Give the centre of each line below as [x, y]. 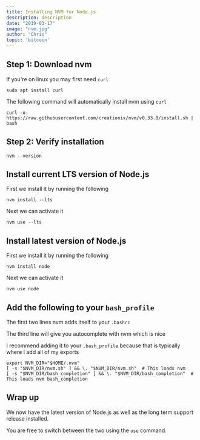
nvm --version [24, 156]
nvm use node [23, 289]
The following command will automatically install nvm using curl [86, 101]
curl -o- [17, 113]
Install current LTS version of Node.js [78, 174]
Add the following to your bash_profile [80, 308]
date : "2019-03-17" [31, 23]
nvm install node [28, 267]
